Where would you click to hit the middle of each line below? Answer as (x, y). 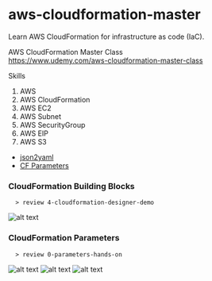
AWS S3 (33, 141)
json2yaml (37, 157)
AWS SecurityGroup (52, 125)
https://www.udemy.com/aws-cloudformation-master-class (106, 60)
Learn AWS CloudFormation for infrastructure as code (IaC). (106, 37)
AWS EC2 (35, 108)
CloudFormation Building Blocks (71, 186)
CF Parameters (44, 165)
